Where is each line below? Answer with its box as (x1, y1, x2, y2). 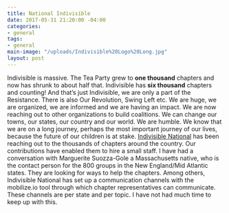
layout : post (7, 55, 45, 62)
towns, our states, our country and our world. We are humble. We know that (7, 117, 222, 126)
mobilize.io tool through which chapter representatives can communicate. (7, 183, 216, 191)
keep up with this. (7, 197, 58, 206)
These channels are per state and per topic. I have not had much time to (7, 190, 212, 199)
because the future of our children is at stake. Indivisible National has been (7, 132, 219, 140)
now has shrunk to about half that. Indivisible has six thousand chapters (7, 80, 212, 89)
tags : (7, 36, 23, 43)
